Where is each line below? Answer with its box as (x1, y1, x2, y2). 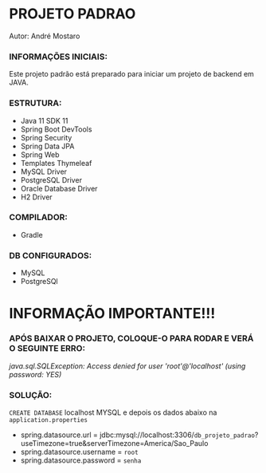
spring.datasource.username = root (20, 447, 139, 456)
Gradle (20, 230, 43, 239)
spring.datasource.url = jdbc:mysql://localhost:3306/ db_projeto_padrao (20, 430, 256, 439)
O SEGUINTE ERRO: (9, 343, 86, 354)
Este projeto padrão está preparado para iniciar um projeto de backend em (9, 69, 254, 79)
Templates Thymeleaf (20, 158, 92, 168)
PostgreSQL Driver (20, 175, 83, 184)
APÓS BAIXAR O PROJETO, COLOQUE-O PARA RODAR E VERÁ (9, 333, 254, 344)
